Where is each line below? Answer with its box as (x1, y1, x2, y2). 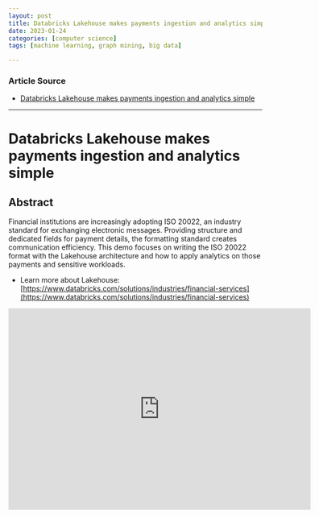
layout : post (8, 11, 52, 20)
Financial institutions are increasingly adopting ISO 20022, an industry (8, 217, 242, 226)
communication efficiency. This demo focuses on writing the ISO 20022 (8, 242, 247, 252)
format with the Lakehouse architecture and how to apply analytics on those (8, 251, 261, 261)
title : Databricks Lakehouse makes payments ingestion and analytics (8, 19, 247, 27)
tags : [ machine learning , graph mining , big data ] (8, 42, 182, 50)
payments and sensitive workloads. (8, 259, 126, 270)
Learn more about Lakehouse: (19, 275, 120, 285)
